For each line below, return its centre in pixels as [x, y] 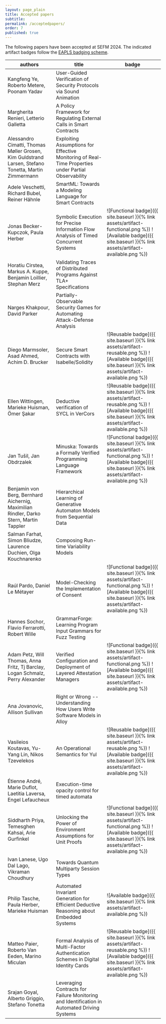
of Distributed [72, 268]
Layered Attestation [79, 673]
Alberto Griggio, [26, 998]
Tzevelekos [21, 761]
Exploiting [67, 139]
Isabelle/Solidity [74, 362]
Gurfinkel [18, 839]
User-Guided [72, 73]
